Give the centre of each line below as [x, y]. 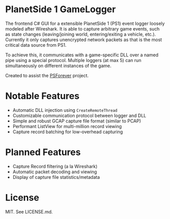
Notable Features [42, 96]
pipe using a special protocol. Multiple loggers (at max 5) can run [73, 60]
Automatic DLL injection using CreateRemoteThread [65, 110]
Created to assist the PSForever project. [47, 75]
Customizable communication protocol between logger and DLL [79, 115]
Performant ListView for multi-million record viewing [67, 126]
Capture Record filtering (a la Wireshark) [55, 166]
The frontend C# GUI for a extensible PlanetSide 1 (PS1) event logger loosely [85, 23]
